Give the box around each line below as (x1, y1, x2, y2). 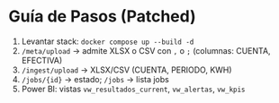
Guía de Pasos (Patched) (8, 6, 196, 27)
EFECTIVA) (21, 55, 63, 65)
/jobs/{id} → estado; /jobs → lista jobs (21, 73, 170, 84)
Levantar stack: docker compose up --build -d (21, 36, 194, 47)
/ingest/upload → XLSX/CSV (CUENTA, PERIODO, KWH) (21, 64, 232, 75)
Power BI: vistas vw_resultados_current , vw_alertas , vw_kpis (21, 83, 246, 94)
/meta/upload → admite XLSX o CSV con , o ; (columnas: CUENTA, (21, 45, 271, 56)
